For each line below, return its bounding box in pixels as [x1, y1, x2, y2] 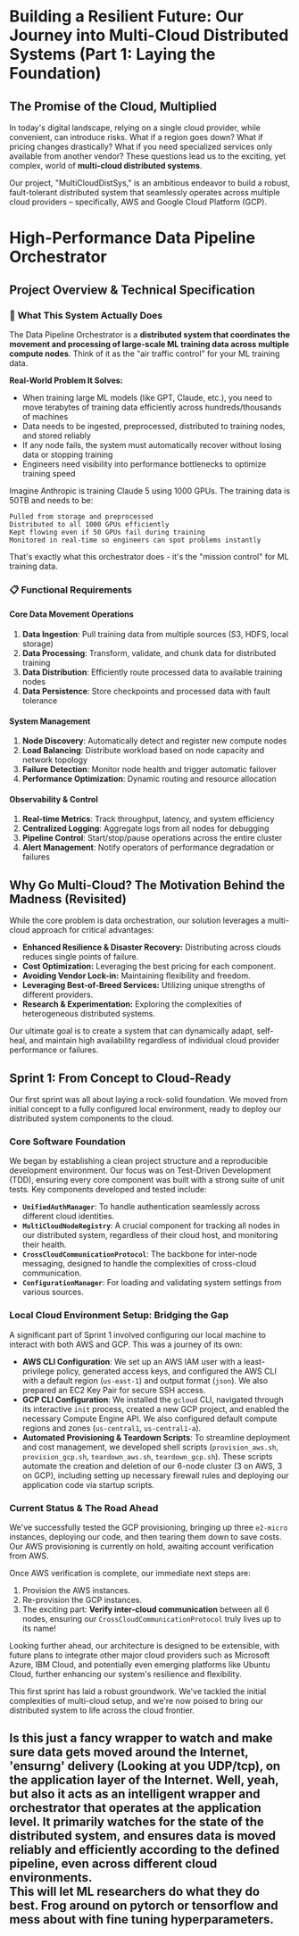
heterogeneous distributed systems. [21, 1009, 156, 1019]
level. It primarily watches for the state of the [9, 1815, 265, 1830]
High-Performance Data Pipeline [9, 228, 256, 248]
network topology [21, 754, 87, 765]
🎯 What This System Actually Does [9, 309, 163, 321]
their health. [21, 1239, 67, 1251]
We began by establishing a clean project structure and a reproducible [9, 1156, 269, 1167]
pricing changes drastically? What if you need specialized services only [9, 141, 273, 152]
